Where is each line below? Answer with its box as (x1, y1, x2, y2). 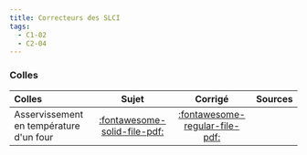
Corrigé (195, 92, 229, 105)
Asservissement (14, 108, 84, 120)
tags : (9, 22, 30, 31)
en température (14, 119, 80, 132)
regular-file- (184, 119, 240, 132)
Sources (255, 92, 293, 105)
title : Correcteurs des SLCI (9, 13, 121, 23)
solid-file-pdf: (101, 125, 164, 138)
